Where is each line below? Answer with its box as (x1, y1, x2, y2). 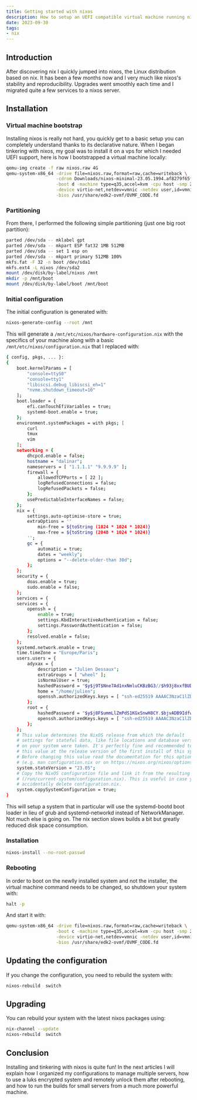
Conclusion (6, 1048, 49, 1058)
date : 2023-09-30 (6, 19, 49, 25)
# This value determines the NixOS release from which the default (16, 732, 185, 738)
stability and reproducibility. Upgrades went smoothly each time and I (6, 80, 174, 87)
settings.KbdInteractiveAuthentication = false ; (37, 617, 159, 623)
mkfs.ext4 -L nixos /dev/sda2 (6, 264, 80, 271)
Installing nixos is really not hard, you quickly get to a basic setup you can (6, 135, 184, 142)
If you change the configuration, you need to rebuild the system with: (6, 971, 173, 978)
